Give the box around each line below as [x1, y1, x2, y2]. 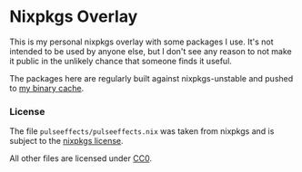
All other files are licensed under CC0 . [9, 153, 153, 164]
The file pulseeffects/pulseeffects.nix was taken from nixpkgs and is [9, 126, 275, 137]
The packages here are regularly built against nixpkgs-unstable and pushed [9, 72, 294, 83]
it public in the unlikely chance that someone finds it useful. [9, 55, 232, 66]
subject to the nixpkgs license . [9, 136, 125, 147]
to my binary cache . [9, 82, 85, 93]
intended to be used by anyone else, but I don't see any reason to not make [9, 45, 293, 56]
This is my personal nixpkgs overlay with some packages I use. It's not [9, 36, 275, 47]
